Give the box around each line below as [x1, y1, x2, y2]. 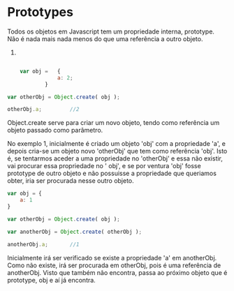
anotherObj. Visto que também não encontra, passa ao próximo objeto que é [7, 268, 228, 276]
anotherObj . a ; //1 [7, 241, 80, 248]
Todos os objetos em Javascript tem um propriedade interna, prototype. [7, 27, 215, 36]
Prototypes [7, 4, 73, 20]
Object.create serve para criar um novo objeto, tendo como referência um [7, 119, 220, 127]
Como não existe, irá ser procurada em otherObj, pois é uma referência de [7, 261, 221, 269]
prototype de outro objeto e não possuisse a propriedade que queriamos [7, 169, 217, 178]
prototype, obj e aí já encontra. [7, 276, 96, 284]
